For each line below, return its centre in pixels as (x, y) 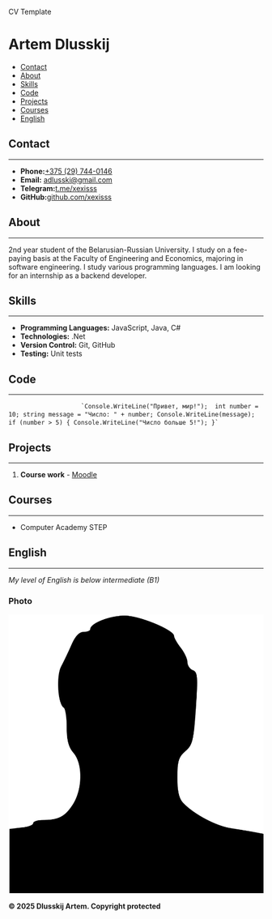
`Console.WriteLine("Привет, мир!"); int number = (170, 407)
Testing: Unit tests (51, 354)
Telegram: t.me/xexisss (58, 188)
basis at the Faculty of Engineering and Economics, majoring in (138, 258)
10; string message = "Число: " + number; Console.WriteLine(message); (132, 415)
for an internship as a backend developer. (78, 276)
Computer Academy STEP (64, 527)
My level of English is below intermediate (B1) (84, 579)
